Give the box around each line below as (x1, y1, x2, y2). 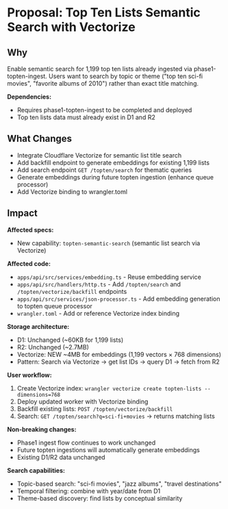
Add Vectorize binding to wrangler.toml (16, 187, 128, 196)
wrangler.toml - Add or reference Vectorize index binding (16, 309, 180, 317)
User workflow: (7, 371, 53, 379)
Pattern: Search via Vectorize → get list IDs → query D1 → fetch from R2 (16, 358, 220, 366)
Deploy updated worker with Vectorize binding (16, 397, 149, 406)
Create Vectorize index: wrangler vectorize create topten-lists (16, 384, 202, 392)
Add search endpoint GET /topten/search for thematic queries (16, 166, 192, 174)
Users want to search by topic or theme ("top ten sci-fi (49, 72, 203, 80)
